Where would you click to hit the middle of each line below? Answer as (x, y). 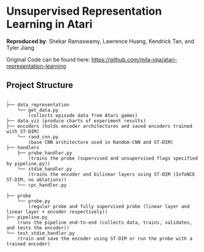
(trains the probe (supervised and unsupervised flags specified (113, 158)
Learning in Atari (49, 24)
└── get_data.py (38, 110)
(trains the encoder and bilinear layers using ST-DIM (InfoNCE (112, 174)
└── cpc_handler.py (42, 185)
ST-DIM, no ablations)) (37, 180)
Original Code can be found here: (48, 59)
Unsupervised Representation (84, 11)
